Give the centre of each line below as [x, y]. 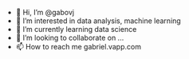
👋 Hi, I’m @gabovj [45, 12]
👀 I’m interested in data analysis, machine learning [98, 21]
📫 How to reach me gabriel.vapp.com [79, 47]
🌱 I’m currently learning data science [76, 29]
